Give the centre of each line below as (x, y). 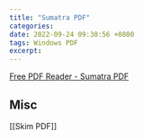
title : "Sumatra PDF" (50, 17)
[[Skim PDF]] (33, 126)
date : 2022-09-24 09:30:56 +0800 (72, 34)
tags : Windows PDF (44, 43)
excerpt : (26, 51)
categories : (31, 26)
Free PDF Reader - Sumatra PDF (69, 76)
